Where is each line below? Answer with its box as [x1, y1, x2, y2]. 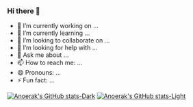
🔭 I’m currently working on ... [16, 22, 99, 30]
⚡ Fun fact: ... [16, 76, 55, 84]
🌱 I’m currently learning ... [16, 29, 90, 37]
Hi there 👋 [7, 6, 41, 16]
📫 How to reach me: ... [16, 58, 83, 67]
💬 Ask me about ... [16, 51, 69, 59]
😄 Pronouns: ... [16, 69, 62, 77]
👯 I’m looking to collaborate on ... [16, 36, 110, 45]
